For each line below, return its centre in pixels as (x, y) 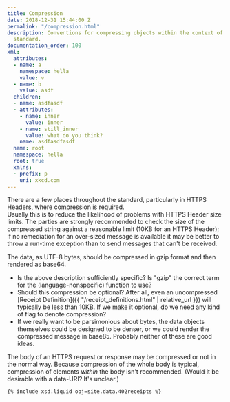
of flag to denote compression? (62, 314)
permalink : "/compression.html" (53, 26)
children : (27, 97)
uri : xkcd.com (40, 180)
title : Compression (35, 13)
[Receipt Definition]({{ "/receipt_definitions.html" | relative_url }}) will (114, 300)
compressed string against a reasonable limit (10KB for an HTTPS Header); (113, 229)
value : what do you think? (64, 135)
